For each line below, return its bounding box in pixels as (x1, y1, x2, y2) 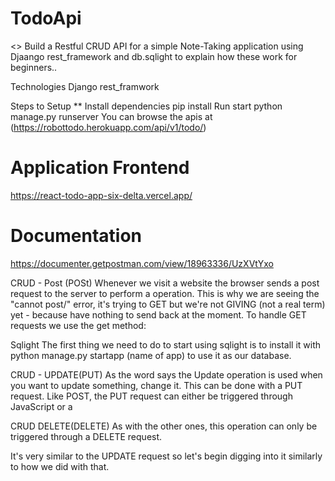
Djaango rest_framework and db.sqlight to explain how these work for (10, 50, 298, 62)
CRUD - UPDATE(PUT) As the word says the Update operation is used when (10, 368, 323, 381)
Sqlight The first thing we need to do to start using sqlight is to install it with (10, 338, 322, 351)
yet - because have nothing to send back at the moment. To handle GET (10, 308, 307, 321)
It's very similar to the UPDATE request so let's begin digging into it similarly (10, 450, 323, 462)
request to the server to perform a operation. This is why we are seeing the (10, 287, 320, 299)
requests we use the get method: (10, 319, 147, 331)
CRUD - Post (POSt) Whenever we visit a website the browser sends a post (10, 277, 320, 289)
